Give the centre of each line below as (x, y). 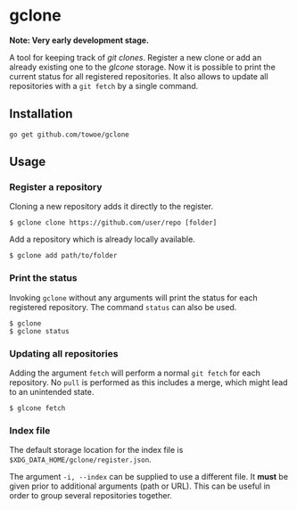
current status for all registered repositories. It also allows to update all (139, 76)
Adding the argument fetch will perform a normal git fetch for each (135, 373)
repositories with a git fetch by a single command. (104, 86)
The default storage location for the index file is (96, 450)
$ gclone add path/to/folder (63, 256)
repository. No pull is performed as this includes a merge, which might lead (148, 382)
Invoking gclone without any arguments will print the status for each (134, 297)
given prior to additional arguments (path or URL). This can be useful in (140, 486)
